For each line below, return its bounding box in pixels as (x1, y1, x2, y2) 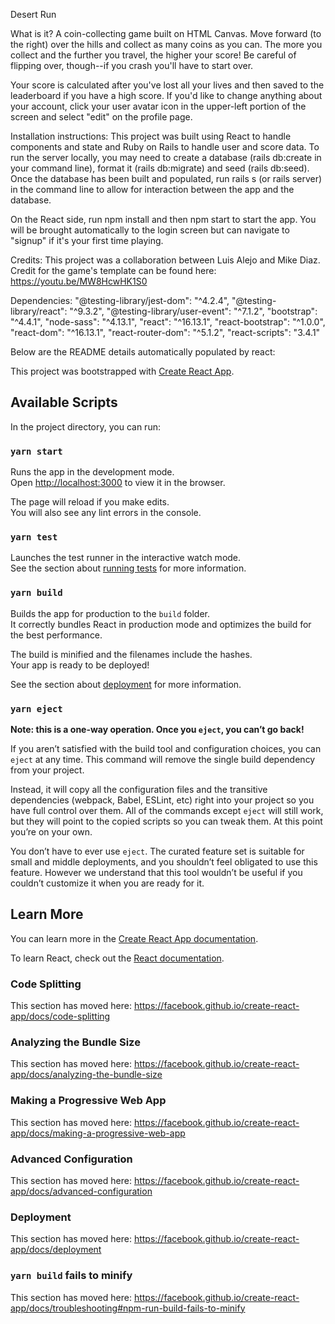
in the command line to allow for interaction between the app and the (10, 184, 295, 195)
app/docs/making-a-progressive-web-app (10, 1127, 186, 1139)
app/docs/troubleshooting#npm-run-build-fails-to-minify (10, 1302, 246, 1314)
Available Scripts (10, 394, 118, 411)
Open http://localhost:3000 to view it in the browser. (10, 477, 226, 489)
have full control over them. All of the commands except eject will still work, (10, 805, 324, 816)
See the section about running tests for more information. (10, 562, 247, 574)
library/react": (10, 305, 68, 317)
